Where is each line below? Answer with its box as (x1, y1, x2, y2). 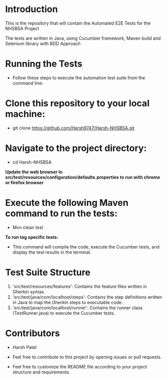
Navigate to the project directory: (5, 143, 147, 154)
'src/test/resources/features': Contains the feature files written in (12, 283, 147, 289)
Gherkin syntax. (12, 289, 46, 295)
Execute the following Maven (5, 197, 129, 208)
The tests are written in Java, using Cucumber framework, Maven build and (5, 35, 161, 41)
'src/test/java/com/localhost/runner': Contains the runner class (12, 305, 143, 311)
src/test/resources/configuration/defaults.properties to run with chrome (5, 174, 160, 180)
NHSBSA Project (5, 25, 40, 31)
